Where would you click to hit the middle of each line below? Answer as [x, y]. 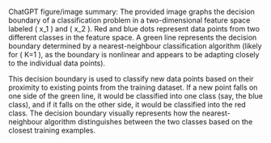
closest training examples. [52, 130]
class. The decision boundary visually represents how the [104, 113]
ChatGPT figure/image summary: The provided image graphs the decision [131, 12]
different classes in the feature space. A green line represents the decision [133, 37]
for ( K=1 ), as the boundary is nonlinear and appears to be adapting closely [134, 55]
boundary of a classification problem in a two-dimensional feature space [129, 20]
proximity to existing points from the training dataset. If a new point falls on [133, 87]
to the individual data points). [57, 63]
